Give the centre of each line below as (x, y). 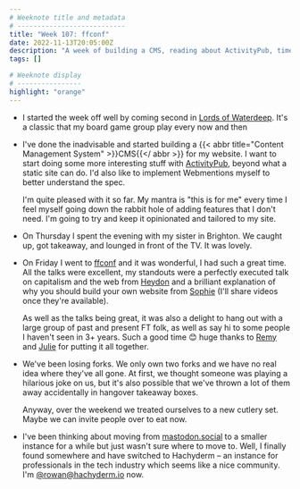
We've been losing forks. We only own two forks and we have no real (149, 364)
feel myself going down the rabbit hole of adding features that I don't (149, 209)
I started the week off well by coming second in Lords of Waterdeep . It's (155, 117)
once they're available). (65, 300)
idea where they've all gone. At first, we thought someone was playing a (155, 373)
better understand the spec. (74, 182)
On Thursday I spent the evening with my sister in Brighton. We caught (152, 236)
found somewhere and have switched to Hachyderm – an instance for (150, 455)
